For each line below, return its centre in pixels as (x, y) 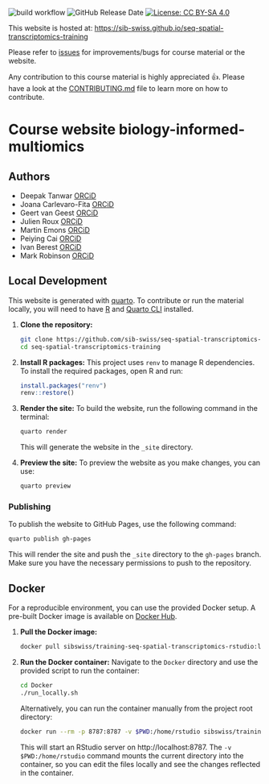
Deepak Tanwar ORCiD (58, 196)
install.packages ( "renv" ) (63, 386)
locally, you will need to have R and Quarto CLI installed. (101, 309)
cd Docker (37, 685)
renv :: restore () (47, 393)
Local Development (58, 281)
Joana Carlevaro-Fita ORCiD (67, 204)
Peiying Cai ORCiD (51, 239)
